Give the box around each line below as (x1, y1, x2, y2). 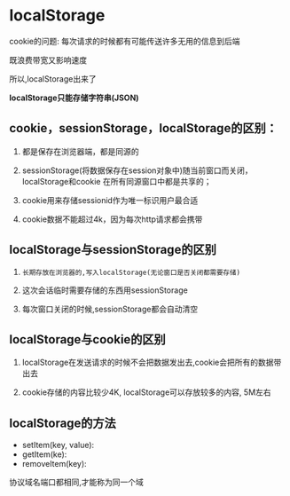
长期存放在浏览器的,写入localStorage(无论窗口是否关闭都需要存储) (21, 268, 241, 277)
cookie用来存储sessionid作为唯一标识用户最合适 (21, 194, 199, 205)
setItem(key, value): (21, 440, 95, 451)
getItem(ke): (21, 449, 67, 460)
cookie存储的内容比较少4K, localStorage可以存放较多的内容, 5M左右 (21, 387, 272, 398)
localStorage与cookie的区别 (9, 332, 166, 347)
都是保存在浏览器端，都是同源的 (21, 146, 139, 156)
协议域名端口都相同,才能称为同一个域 (9, 476, 145, 488)
